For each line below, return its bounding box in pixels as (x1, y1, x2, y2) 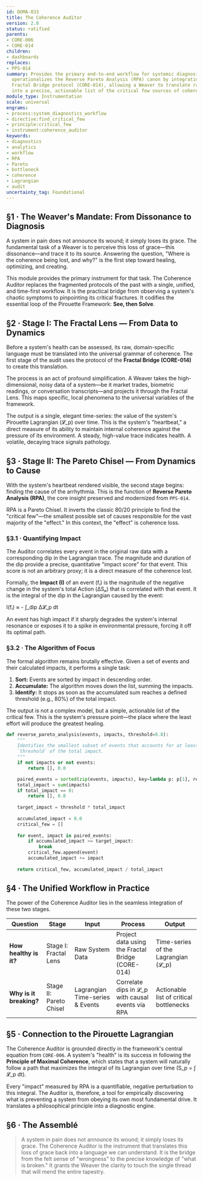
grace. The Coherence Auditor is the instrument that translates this (21, 1142, 188, 1149)
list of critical (156, 993, 193, 1002)
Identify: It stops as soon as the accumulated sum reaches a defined (14, 689, 187, 696)
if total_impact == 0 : (17, 788, 74, 794)
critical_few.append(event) (28, 849, 98, 855)
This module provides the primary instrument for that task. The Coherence (6, 275, 192, 282)
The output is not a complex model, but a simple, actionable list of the (6, 707, 180, 714)
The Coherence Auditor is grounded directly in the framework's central (6, 1045, 183, 1052)
